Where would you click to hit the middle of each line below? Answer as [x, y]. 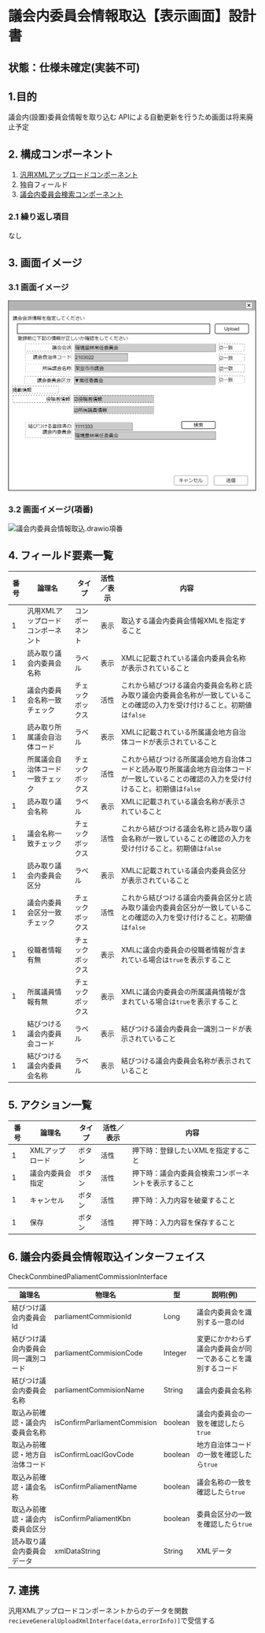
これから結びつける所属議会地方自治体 [183, 759]
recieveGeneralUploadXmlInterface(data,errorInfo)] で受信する [112, 1620]
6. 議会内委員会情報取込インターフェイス [107, 1257]
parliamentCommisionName [99, 1390]
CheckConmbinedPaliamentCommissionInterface [88, 1276]
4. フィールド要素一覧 [61, 556]
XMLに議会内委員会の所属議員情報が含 [183, 991]
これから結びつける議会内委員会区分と [183, 898]
